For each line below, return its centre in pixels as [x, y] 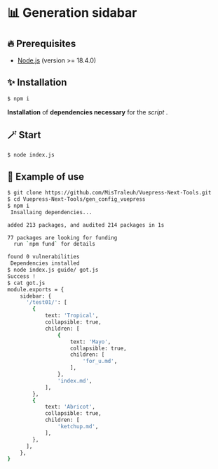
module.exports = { [36, 289]
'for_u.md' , [100, 362]
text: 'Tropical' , [71, 316]
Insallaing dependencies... [51, 212]
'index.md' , [75, 381]
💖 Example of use [46, 177]
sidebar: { [36, 296]
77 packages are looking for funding [62, 238]
